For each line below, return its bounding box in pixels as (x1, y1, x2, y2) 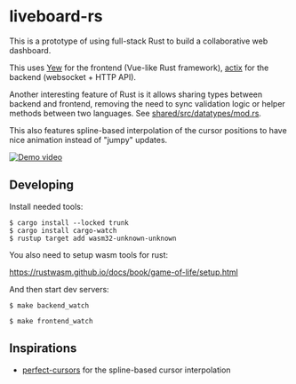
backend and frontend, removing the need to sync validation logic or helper (9, 98, 286, 108)
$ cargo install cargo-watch (9, 226, 117, 235)
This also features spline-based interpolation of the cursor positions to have (9, 124, 287, 135)
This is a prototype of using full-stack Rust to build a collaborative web (9, 36, 268, 46)
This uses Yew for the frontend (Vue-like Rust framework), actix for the (9, 62, 269, 73)
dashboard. (9, 44, 52, 55)
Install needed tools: (9, 201, 84, 212)
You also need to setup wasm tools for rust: (9, 249, 169, 260)
